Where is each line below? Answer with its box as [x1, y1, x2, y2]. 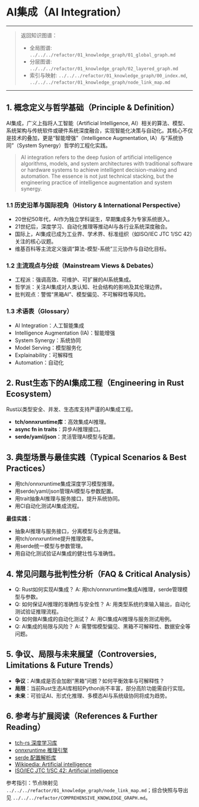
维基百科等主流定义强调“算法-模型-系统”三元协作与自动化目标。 [14, 245, 170, 253]
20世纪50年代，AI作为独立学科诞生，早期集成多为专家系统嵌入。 [14, 216, 173, 223]
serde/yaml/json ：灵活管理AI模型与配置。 [14, 433, 118, 441]
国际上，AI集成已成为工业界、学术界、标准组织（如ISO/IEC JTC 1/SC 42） [14, 231, 192, 238]
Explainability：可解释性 [14, 351, 73, 359]
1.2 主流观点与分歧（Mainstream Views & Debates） [6, 261, 158, 270]
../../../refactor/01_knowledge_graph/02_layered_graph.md [29, 66, 179, 72]
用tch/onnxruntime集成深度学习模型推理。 [14, 480, 118, 487]
